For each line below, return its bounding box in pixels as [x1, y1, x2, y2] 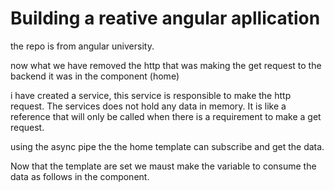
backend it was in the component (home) [10, 70, 180, 82]
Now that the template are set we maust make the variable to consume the [10, 160, 317, 172]
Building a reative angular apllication [10, 7, 321, 30]
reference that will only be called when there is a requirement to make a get [10, 110, 322, 122]
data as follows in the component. [10, 170, 150, 182]
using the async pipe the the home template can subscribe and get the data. [10, 140, 325, 152]
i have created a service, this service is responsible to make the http [10, 89, 292, 101]
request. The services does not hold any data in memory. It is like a [10, 100, 287, 112]
